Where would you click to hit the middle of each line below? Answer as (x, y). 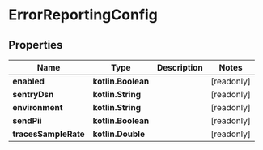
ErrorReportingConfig (83, 15)
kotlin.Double (119, 134)
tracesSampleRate (49, 134)
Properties (36, 45)
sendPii (27, 121)
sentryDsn (33, 94)
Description (180, 68)
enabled (28, 81)
